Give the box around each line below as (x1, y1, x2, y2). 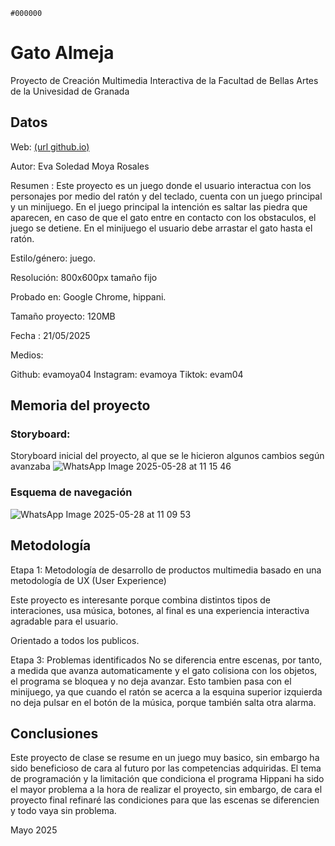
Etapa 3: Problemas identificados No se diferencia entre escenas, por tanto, (10, 654, 323, 666)
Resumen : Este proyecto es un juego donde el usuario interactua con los (10, 179, 312, 191)
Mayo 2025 (10, 824, 58, 836)
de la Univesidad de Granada (10, 85, 130, 97)
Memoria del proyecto (10, 397, 151, 414)
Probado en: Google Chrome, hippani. (10, 290, 167, 303)
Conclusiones (10, 725, 99, 742)
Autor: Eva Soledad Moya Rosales (10, 160, 150, 172)
